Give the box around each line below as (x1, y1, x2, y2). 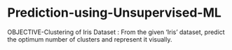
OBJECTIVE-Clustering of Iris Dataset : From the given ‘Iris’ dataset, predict (7, 28, 226, 36)
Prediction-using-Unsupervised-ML (7, 5, 222, 21)
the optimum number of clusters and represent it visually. (7, 35, 172, 43)
